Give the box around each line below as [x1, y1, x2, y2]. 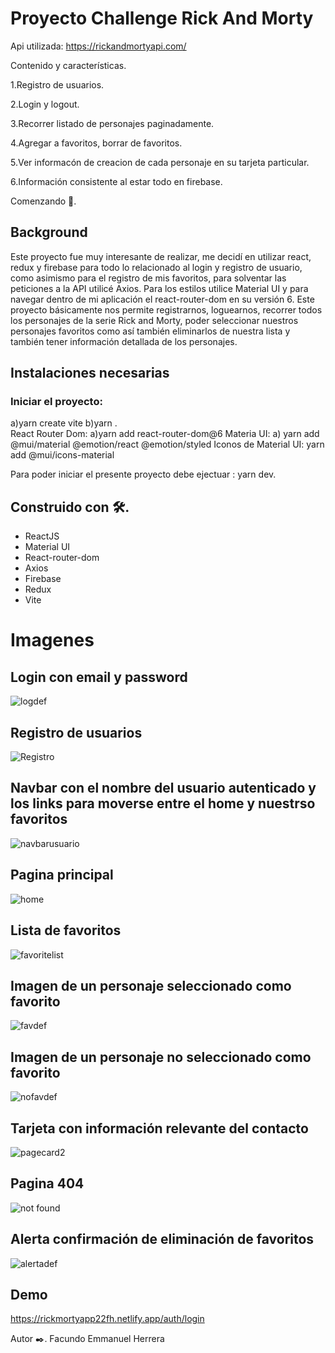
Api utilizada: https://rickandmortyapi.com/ [10, 40, 187, 52]
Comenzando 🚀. [10, 195, 77, 207]
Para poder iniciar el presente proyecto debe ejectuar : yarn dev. [10, 468, 277, 481]
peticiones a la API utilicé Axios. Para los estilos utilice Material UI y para [10, 282, 309, 294]
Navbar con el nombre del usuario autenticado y [10, 780, 317, 797]
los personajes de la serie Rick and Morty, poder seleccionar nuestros [10, 314, 299, 326]
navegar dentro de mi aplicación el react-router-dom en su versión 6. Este [10, 293, 315, 305]
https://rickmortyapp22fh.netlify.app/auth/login [10, 1313, 205, 1325]
